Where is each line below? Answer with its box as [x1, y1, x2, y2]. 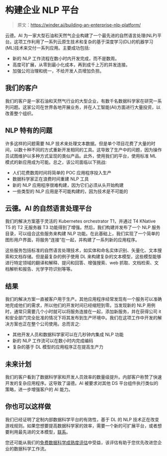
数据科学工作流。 [13, 446, 49, 452]
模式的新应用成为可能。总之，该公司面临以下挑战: [5, 159, 107, 165]
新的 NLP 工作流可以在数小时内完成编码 [12, 338, 93, 344]
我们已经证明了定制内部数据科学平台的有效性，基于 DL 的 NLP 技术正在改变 [5, 416, 160, 422]
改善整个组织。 [5, 110, 36, 116]
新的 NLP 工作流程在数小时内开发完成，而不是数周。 [12, 55, 120, 61]
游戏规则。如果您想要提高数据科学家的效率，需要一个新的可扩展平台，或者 [5, 423, 158, 429]
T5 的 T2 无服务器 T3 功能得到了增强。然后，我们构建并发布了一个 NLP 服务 [5, 225, 161, 230]
